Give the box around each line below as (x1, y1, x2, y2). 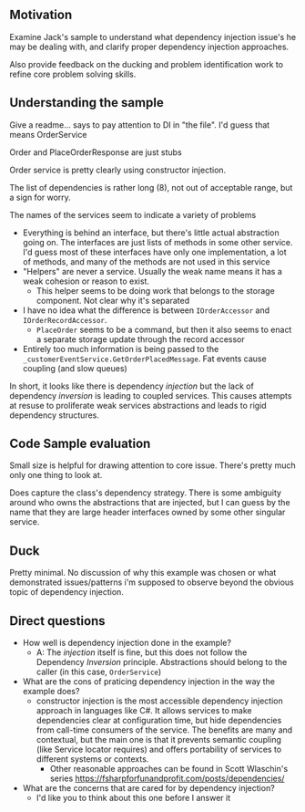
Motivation (9, 7, 73, 23)
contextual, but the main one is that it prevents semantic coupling (36, 734, 282, 745)
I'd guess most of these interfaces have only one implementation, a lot (22, 246, 287, 257)
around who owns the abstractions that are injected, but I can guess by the (9, 497, 290, 508)
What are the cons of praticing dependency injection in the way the (22, 676, 276, 687)
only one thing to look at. (9, 470, 103, 481)
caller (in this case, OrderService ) (36, 666, 162, 678)
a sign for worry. (9, 192, 71, 203)
